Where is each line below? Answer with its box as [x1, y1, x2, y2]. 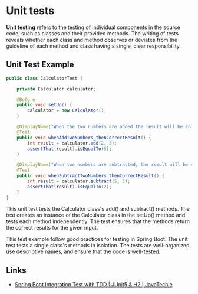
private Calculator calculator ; [16, 86, 96, 92]
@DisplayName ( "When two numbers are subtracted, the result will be [16, 162, 189, 168]
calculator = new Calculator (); [27, 107, 107, 113]
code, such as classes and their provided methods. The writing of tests [6, 30, 179, 37]
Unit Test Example [6, 60, 74, 70]
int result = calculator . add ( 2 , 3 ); [27, 140, 117, 146]
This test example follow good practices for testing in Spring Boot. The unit [6, 236, 189, 243]
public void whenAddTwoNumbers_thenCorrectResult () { [16, 135, 151, 141]
